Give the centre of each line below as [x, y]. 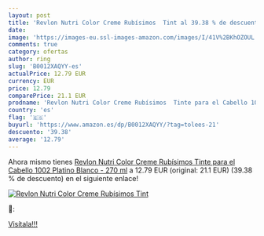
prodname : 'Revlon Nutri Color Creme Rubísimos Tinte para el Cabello [128, 103]
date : [17, 30]
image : [19, 37]
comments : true [33, 45]
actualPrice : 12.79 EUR [47, 74]
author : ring [29, 60]
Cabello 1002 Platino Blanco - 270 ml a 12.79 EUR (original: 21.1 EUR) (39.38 [130, 170]
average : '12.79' [37, 139]
